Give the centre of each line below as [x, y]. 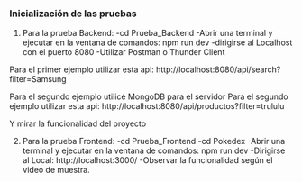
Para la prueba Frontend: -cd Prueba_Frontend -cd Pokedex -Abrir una [154, 141]
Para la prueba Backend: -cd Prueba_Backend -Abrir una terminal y [147, 33]
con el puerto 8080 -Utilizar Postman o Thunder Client [124, 52]
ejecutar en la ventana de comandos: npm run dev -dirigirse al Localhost [157, 42]
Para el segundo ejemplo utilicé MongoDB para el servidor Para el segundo [149, 96]
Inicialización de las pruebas [73, 14]
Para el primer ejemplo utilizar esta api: [82, 69]
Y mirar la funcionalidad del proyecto [78, 123]
